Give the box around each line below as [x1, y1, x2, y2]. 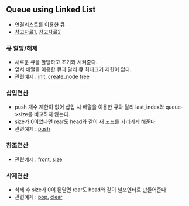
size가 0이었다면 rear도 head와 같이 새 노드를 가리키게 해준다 [14, 118, 156, 125]
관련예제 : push [14, 125, 50, 132]
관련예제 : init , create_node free [14, 73, 90, 81]
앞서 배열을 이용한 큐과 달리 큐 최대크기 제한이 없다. [14, 66, 132, 73]
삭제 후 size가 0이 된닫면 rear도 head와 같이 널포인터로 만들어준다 [14, 186, 167, 193]
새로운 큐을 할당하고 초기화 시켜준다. [14, 58, 98, 66]
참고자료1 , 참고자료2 [14, 28, 61, 35]
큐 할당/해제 [6, 44, 38, 52]
